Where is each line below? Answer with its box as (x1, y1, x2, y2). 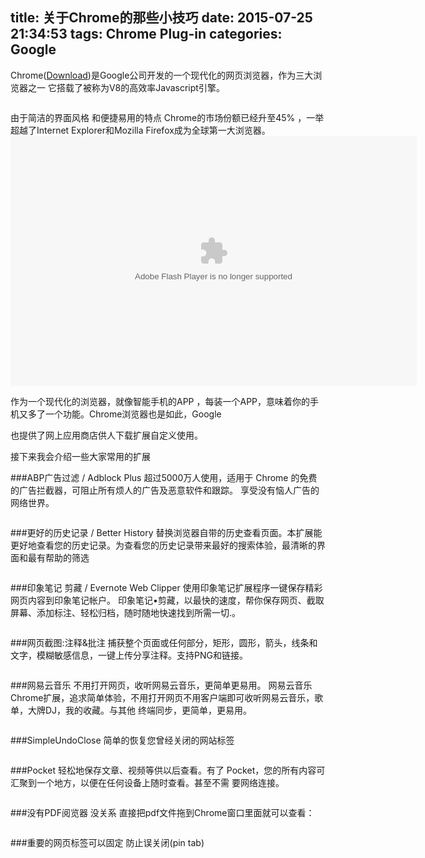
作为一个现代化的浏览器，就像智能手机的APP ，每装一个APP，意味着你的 (10, 395, 311, 407)
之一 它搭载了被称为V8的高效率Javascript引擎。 (27, 81, 225, 93)
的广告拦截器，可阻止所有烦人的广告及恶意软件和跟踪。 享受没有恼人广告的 (10, 484, 320, 496)
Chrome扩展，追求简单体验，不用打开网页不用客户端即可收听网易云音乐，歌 (10, 691, 324, 703)
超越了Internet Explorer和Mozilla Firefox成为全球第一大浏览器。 (10, 124, 271, 136)
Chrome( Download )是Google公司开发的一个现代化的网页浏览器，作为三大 (10, 69, 314, 81)
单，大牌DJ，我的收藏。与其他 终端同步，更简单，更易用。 (10, 704, 253, 716)
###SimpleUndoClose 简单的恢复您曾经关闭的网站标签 (10, 734, 235, 746)
